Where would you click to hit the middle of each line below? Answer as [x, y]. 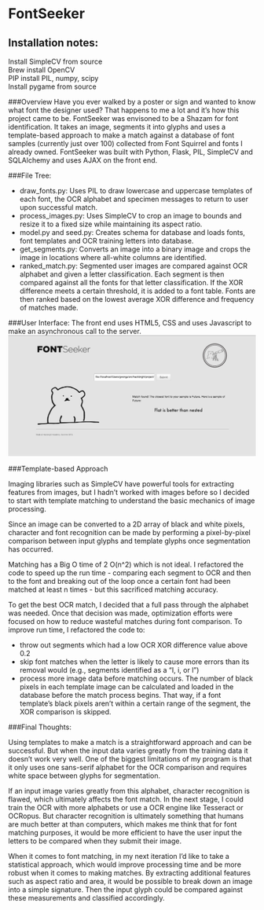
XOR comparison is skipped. [65, 711]
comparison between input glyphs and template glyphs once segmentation [130, 541]
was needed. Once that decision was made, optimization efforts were [121, 613]
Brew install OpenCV [42, 70]
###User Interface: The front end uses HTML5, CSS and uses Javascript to [130, 323]
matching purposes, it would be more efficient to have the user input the [125, 832]
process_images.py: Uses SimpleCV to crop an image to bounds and [130, 216]
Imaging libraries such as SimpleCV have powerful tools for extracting [121, 483]
